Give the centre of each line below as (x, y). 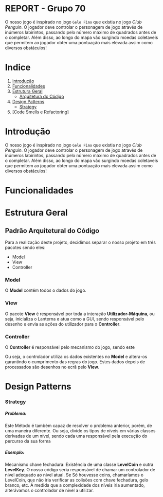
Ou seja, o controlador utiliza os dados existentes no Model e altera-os (76, 356)
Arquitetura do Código (42, 96)
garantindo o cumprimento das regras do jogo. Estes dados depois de (75, 362)
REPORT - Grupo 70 (45, 9)
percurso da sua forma (28, 441)
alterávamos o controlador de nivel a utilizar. (49, 490)
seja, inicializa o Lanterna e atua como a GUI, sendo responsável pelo (75, 319)
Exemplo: (15, 452)
